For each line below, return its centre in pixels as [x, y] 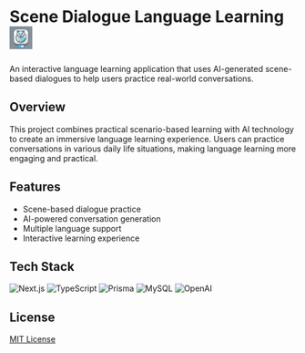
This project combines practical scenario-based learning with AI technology [152, 129]
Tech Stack [42, 266]
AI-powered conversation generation [91, 218]
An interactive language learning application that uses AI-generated [137, 68]
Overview [38, 107]
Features [35, 187]
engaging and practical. [54, 158]
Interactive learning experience [81, 238]
